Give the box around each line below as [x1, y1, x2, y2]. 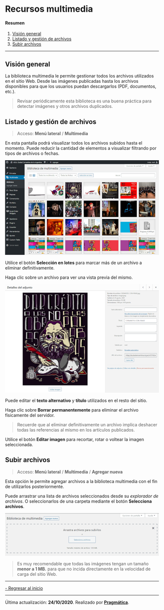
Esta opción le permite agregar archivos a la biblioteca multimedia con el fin [5, 478, 158, 484]
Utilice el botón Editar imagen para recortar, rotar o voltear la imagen [5, 436, 144, 442]
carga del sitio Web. [17, 571, 58, 577]
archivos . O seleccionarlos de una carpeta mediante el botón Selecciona [5, 498, 152, 504]
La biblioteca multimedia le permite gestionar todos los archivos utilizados [5, 73, 154, 79]
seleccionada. [5, 441, 33, 447]
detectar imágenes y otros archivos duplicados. [17, 103, 113, 109]
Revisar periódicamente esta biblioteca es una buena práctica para [17, 98, 152, 104]
